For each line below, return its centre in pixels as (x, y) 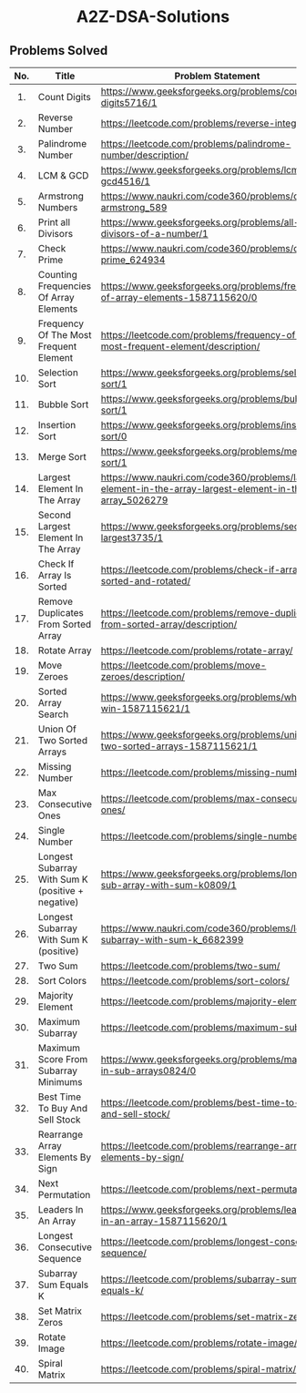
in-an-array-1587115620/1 (164, 1221)
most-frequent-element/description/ (180, 346)
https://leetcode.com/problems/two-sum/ (190, 966)
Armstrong (61, 196)
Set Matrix (60, 1311)
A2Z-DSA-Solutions (153, 17)
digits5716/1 (129, 102)
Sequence (60, 1259)
